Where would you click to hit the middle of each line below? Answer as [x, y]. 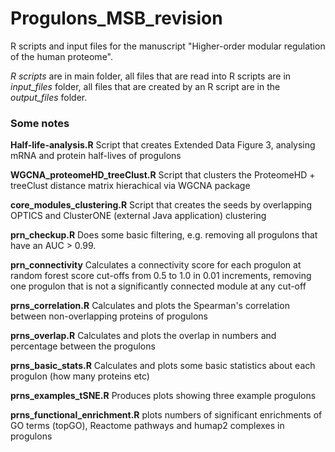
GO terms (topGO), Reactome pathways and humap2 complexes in [147, 426]
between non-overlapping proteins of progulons [109, 316]
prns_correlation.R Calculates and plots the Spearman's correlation [150, 306]
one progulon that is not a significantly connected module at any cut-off [158, 286]
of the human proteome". [61, 56]
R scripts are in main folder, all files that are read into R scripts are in [151, 76]
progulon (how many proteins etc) [80, 376]
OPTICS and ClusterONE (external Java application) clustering [138, 216]
